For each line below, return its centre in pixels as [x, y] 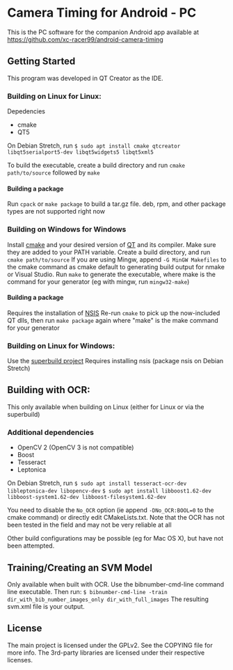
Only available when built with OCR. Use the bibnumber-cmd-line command [116, 584]
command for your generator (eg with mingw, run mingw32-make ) [98, 281]
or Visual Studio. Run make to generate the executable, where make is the [111, 274]
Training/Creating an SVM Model [80, 567]
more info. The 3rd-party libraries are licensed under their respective [106, 653]
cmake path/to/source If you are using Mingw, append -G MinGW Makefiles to [117, 260]
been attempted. [31, 546]
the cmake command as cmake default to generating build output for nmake [116, 266]
